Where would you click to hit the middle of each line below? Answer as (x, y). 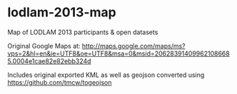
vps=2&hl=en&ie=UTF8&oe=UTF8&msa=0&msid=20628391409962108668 (118, 53)
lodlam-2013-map (62, 12)
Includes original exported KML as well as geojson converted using (106, 75)
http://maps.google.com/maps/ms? (133, 46)
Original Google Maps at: (44, 46)
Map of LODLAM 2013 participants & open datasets (83, 32)
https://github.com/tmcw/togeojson (60, 82)
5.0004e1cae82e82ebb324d (49, 61)
